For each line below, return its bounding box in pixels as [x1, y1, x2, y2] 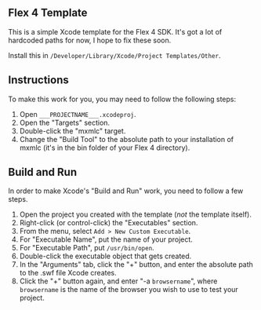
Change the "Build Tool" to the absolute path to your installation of [19, 134, 234, 144]
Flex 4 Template [8, 6, 88, 20]
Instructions [8, 74, 69, 87]
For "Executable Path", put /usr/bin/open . [19, 243, 154, 253]
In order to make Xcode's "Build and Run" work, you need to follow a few [8, 186, 244, 195]
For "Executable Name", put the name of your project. [19, 235, 194, 244]
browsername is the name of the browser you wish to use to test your [19, 285, 239, 294]
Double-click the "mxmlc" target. [19, 126, 126, 136]
